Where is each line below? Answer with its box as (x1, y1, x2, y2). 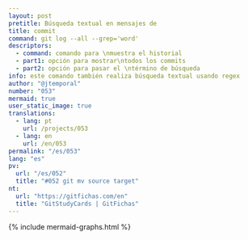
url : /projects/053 (23, 124, 89, 133)
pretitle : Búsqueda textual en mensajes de (8, 19, 158, 27)
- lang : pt (15, 117, 53, 125)
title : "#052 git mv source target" (15, 177, 139, 186)
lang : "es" (8, 154, 45, 162)
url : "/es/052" (15, 170, 67, 178)
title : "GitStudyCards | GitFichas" (15, 200, 139, 208)
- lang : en (15, 132, 53, 140)
